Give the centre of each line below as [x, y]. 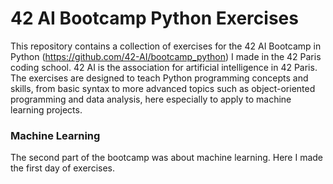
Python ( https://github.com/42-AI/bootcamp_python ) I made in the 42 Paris [166, 56]
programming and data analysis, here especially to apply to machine [151, 99]
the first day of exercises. [62, 168]
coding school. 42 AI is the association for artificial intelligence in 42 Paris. [164, 67]
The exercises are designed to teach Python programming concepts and [159, 78]
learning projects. [46, 109]
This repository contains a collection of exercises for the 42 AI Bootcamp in [166, 46]
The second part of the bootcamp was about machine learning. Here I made [166, 158]
